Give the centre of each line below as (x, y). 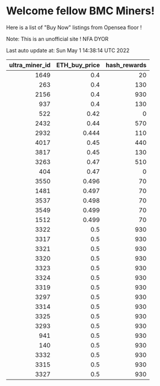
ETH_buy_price (78, 65)
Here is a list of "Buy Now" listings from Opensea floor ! (74, 27)
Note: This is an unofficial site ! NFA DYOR (57, 39)
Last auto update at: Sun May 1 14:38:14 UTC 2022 (68, 50)
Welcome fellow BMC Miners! (81, 11)
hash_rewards (126, 65)
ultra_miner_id (30, 65)
